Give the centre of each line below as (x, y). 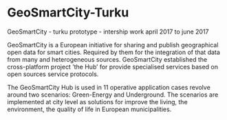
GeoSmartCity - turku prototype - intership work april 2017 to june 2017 (108, 32)
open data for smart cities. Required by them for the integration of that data (113, 52)
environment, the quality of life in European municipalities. (89, 109)
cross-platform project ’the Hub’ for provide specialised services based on (113, 67)
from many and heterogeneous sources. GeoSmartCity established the (107, 59)
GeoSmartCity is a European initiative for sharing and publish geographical (113, 45)
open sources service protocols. (53, 74)
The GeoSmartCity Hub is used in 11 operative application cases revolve (109, 87)
